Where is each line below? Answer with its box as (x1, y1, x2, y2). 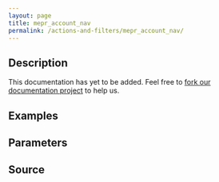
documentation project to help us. (8, 85, 120, 96)
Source (8, 163, 46, 176)
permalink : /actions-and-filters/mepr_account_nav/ (8, 26, 184, 34)
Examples (8, 109, 58, 122)
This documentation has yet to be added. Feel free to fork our (8, 77, 211, 87)
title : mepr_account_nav (8, 19, 91, 27)
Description (8, 56, 68, 69)
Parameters (8, 136, 68, 149)
